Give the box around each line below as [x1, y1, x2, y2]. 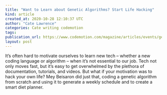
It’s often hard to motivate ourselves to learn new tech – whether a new [5, 53, 151, 59]
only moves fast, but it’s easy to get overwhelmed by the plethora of [5, 63, 145, 69]
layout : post [5, 39, 32, 44]
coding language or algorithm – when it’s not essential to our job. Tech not [5, 58, 157, 64]
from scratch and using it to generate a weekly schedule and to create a [5, 79, 153, 85]
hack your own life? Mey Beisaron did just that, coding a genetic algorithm [5, 73, 157, 79]
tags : [5, 30, 16, 35]
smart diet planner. [5, 84, 44, 90]
